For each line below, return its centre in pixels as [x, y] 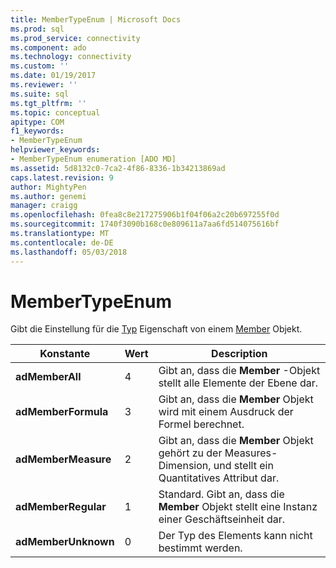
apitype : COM [37, 122]
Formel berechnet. [201, 424]
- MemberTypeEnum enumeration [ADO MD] [93, 159]
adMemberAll [48, 377]
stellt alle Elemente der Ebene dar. [238, 383]
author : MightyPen [48, 187]
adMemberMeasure [63, 459]
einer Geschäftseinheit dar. [222, 519]
